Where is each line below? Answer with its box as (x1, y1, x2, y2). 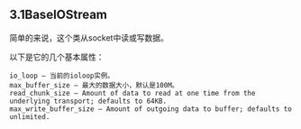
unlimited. (9, 112, 50, 121)
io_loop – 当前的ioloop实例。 (9, 71, 114, 80)
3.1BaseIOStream (9, 7, 108, 23)
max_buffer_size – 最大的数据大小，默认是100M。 (9, 80, 179, 89)
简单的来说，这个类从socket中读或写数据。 (9, 32, 169, 43)
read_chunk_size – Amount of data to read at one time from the (9, 88, 256, 97)
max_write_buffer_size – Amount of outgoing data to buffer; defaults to (9, 104, 293, 114)
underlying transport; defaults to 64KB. (9, 97, 168, 106)
